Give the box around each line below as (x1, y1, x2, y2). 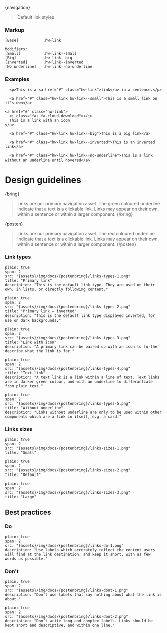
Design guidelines (5, 174, 81, 185)
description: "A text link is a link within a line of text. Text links (5, 375, 160, 380)
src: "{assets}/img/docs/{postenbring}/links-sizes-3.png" (5, 490, 131, 495)
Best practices (5, 508, 51, 516)
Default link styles (17, 14, 55, 20)
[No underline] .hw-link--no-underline (5, 64, 93, 69)
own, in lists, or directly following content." (5, 287, 108, 292)
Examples (5, 76, 30, 83)
